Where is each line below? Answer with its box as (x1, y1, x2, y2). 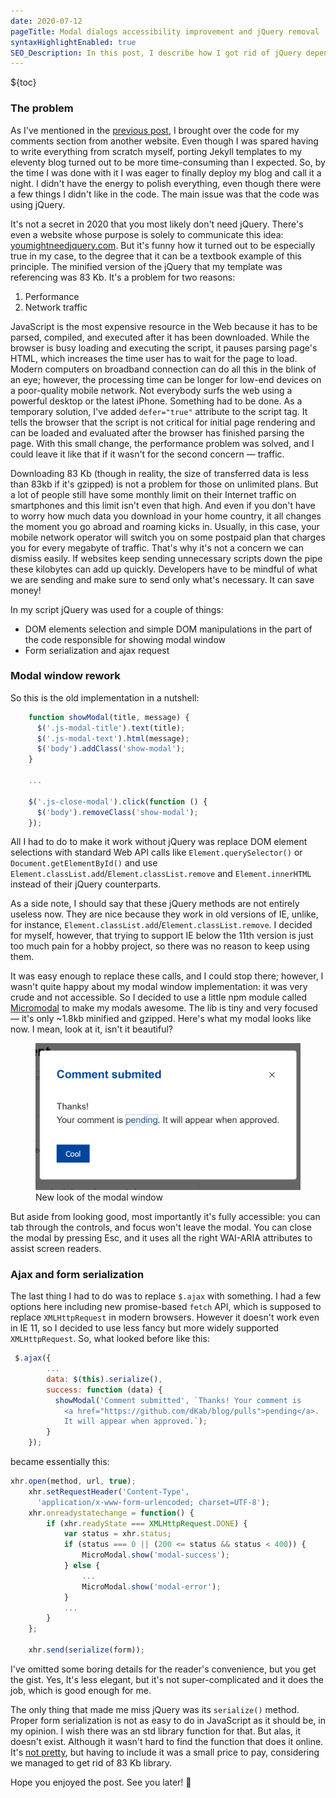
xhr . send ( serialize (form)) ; (28, 1645, 145, 1655)
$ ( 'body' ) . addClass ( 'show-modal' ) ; (36, 744, 186, 754)
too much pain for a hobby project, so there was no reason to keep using (10, 940, 310, 952)
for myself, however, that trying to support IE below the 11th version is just (10, 930, 314, 942)
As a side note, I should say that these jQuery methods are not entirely (10, 898, 300, 910)
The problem (10, 101, 74, 115)
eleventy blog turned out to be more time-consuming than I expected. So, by (10, 156, 326, 168)
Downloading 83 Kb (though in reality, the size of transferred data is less (10, 467, 310, 479)
